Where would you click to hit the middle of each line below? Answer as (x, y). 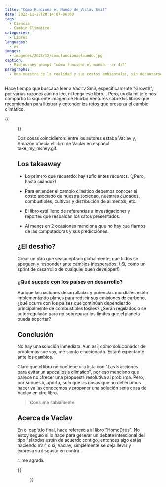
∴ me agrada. (31, 460)
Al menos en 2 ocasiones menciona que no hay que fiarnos (85, 226)
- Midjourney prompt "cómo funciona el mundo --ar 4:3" (68, 65)
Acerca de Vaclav (45, 418)
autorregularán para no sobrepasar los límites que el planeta (79, 314)
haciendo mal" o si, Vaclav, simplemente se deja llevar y (75, 445)
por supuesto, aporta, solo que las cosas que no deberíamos (79, 382)
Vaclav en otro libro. (38, 393)
